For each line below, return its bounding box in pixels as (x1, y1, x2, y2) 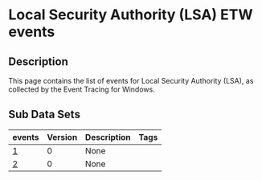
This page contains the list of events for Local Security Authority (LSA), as (8, 76, 254, 85)
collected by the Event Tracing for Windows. (8, 84, 155, 94)
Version (47, 131, 78, 142)
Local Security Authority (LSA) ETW (8, 6, 253, 24)
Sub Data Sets (8, 108, 80, 121)
